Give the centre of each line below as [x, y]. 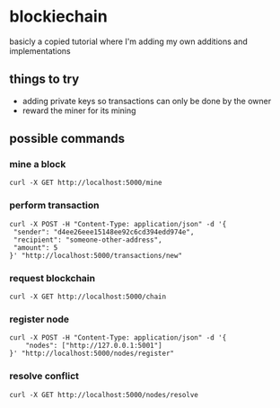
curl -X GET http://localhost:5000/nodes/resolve [104, 395]
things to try [44, 80]
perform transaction [54, 206]
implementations [40, 50]
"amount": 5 [35, 248]
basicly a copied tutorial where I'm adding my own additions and [129, 41]
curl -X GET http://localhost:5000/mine [86, 183]
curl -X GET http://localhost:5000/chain [88, 297]
